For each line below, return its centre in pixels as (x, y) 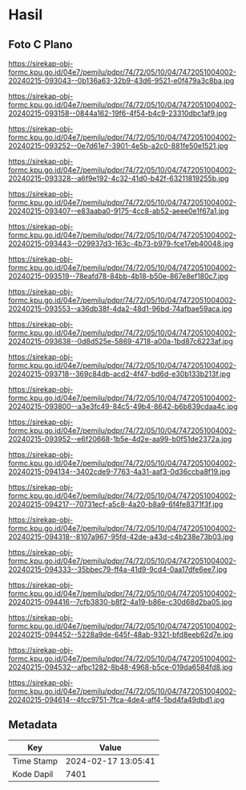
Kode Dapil (33, 774)
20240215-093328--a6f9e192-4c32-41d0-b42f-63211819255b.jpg (119, 178)
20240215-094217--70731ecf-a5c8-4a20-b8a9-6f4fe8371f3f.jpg (116, 504)
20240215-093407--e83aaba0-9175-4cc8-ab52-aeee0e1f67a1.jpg (119, 211)
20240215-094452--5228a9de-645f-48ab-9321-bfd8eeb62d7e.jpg (121, 634)
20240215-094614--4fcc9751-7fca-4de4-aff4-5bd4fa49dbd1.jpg (117, 700)
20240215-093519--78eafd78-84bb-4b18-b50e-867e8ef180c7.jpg (118, 276)
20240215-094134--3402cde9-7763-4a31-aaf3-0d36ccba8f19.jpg (119, 472)
